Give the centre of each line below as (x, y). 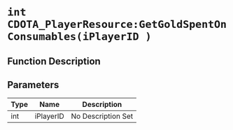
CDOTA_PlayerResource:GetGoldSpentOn (117, 25)
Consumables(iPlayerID (73, 37)
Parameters (33, 85)
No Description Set (102, 116)
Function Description (54, 61)
